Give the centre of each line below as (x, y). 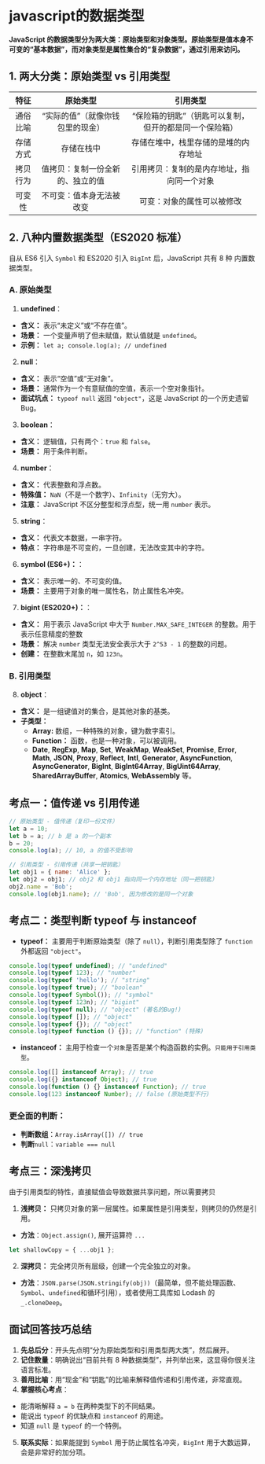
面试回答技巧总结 (50, 1330)
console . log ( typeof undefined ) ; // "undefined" (88, 966)
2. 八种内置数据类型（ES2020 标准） (98, 238)
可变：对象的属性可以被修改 (191, 201)
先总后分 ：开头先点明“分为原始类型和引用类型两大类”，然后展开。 (127, 1350)
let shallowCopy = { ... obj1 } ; (62, 1250)
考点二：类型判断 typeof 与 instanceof (103, 921)
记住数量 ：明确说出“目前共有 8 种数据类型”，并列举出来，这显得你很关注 (138, 1359)
